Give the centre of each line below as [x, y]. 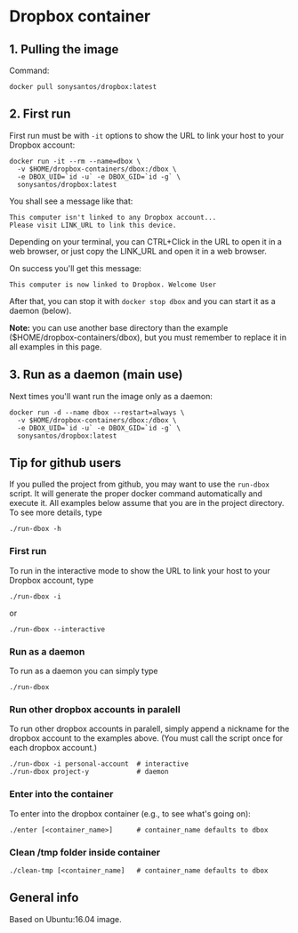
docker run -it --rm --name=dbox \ [75, 161]
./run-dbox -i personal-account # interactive [99, 764]
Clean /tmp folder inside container [85, 852]
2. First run [40, 114]
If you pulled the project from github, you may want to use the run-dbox [139, 484]
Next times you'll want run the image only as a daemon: [111, 396]
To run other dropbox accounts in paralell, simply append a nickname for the [149, 729]
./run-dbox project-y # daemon [89, 772]
